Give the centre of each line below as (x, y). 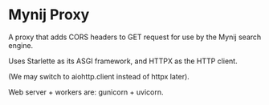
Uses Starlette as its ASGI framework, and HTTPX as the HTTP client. (123, 61)
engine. (21, 45)
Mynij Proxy (49, 15)
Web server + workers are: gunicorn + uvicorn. (86, 92)
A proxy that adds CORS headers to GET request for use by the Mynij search (135, 37)
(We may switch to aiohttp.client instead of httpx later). (99, 76)
